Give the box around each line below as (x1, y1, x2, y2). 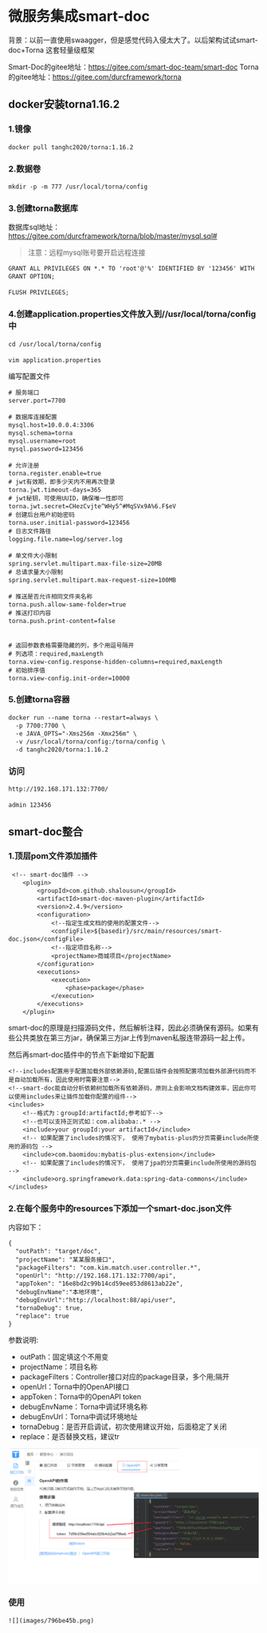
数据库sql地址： (8, 223, 61, 232)
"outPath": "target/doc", (15, 1248, 102, 1256)
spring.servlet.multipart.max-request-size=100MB (8, 576, 177, 584)
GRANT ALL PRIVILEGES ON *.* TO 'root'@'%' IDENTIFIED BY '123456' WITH (8, 265, 255, 273)
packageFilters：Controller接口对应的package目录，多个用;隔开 (19, 1372, 230, 1382)
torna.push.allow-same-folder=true (8, 600, 127, 609)
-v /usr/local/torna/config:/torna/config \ (15, 737, 166, 746)
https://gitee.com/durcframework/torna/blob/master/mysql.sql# (8, 231, 218, 241)
